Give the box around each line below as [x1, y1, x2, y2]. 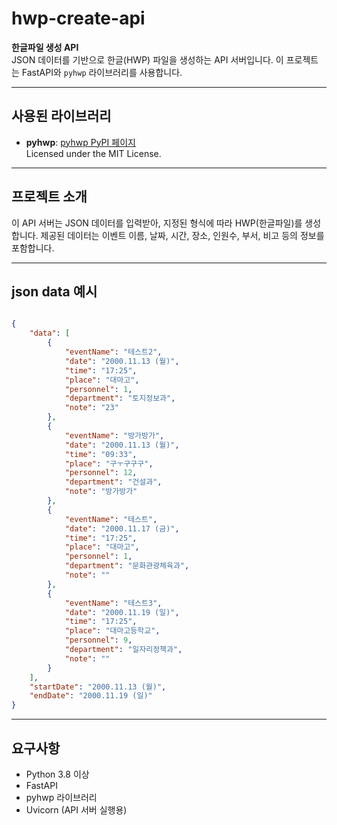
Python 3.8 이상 [25, 768, 90, 780]
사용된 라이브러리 [11, 108, 112, 125]
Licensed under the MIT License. [25, 147, 162, 159]
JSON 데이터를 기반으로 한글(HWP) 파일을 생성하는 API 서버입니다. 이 [11, 53, 284, 66]
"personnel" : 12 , [64, 468, 138, 478]
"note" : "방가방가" [64, 487, 138, 497]
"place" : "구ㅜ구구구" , [64, 458, 154, 469]
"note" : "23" [64, 403, 119, 413]
